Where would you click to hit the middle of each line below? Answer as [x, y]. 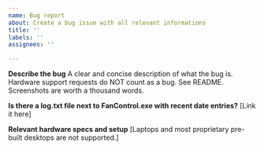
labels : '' [26, 37]
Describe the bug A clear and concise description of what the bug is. [121, 74]
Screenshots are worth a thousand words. [76, 90]
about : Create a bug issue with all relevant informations [107, 23]
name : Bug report [37, 15]
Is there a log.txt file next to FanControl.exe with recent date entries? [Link [132, 106]
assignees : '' [32, 45]
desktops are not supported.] [72, 137]
